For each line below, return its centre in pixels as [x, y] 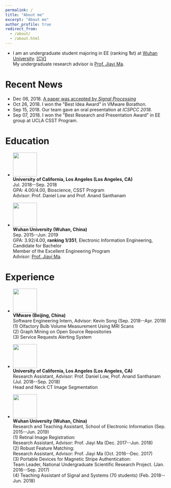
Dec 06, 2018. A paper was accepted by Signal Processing [74, 99]
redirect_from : [21, 29]
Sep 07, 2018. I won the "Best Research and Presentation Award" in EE [87, 115]
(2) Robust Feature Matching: [43, 448]
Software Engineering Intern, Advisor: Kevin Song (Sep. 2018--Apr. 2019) [89, 320]
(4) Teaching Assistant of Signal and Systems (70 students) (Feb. [81, 475]
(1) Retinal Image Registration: [44, 437]
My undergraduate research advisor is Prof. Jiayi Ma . [68, 64]
